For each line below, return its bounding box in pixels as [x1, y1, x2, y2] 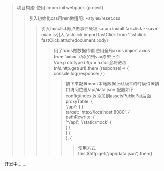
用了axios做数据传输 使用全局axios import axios [53, 48, 150, 53]
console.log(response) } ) [53, 71, 105, 76]
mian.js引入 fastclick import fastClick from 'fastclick [41, 32, 146, 37]
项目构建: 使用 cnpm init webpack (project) [16, 5, 104, 10]
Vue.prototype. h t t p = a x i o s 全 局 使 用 [53, 60, 126, 65]
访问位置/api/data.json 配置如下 [70, 87, 134, 92]
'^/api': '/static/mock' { [66, 119, 112, 125]
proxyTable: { [66, 98, 93, 104]
